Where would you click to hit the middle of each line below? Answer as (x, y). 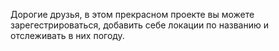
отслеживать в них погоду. (67, 35)
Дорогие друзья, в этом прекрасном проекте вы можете (132, 14)
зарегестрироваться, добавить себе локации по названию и (139, 25)
